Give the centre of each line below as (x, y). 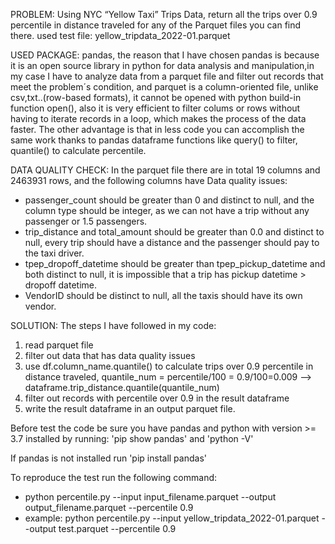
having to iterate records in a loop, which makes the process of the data (158, 118)
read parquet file (59, 345)
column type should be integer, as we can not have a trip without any (167, 210)
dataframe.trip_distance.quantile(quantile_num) (122, 387)
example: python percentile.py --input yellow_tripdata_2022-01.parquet (172, 518)
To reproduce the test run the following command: (114, 477)
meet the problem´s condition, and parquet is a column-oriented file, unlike (164, 87)
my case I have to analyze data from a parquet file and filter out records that (167, 76)
